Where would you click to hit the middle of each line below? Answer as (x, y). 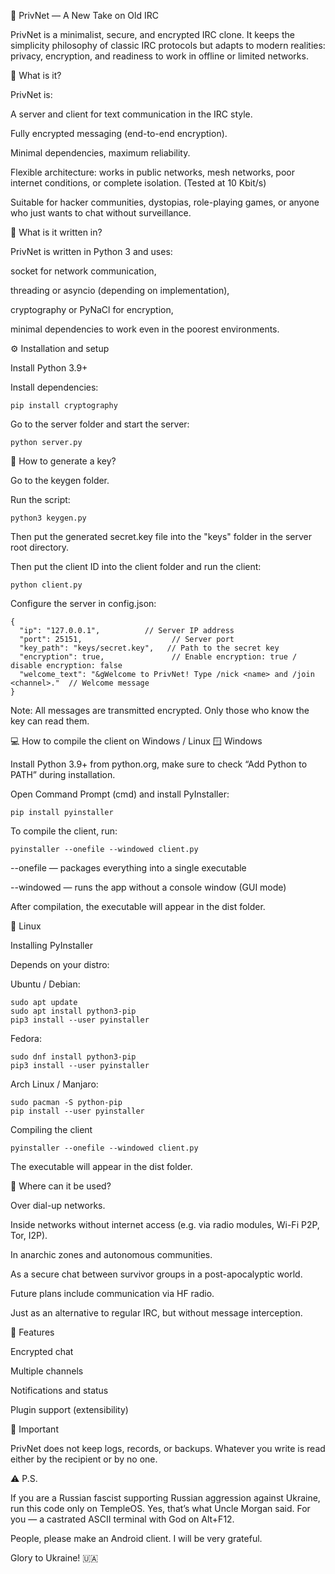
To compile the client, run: (64, 831)
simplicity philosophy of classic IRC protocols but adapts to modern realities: (168, 45)
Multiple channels (47, 1371)
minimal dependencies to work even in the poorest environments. (145, 329)
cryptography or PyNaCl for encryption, (92, 309)
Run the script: (40, 499)
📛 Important (34, 1429)
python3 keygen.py (48, 518)
